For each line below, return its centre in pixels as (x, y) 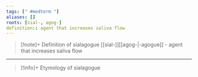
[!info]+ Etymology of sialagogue (60, 68)
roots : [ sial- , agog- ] (34, 22)
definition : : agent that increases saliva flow (66, 28)
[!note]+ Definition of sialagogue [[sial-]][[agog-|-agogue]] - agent (101, 45)
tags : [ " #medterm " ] (33, 11)
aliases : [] (21, 17)
